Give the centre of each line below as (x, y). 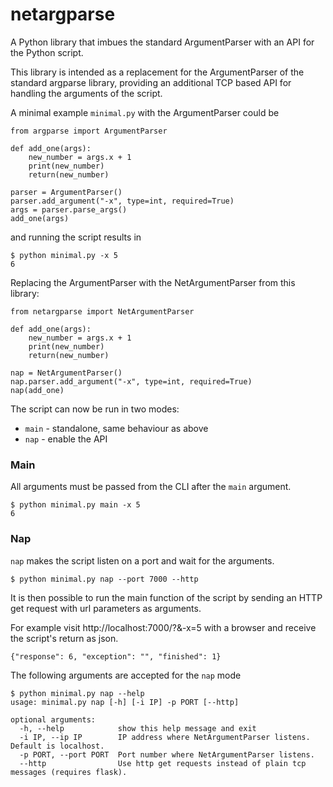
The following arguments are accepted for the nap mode (126, 675)
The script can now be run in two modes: (95, 409)
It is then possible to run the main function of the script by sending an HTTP (166, 597)
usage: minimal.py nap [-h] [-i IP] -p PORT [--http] (125, 702)
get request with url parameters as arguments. (106, 608)
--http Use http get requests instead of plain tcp (163, 763)
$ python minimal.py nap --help (77, 693)
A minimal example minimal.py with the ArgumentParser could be (145, 112)
